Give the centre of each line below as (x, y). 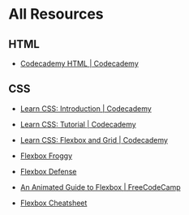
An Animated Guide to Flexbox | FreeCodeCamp (100, 187)
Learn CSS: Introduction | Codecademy (86, 108)
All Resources (56, 14)
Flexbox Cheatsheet (54, 203)
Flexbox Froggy (46, 156)
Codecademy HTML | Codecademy (79, 63)
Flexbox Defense (48, 171)
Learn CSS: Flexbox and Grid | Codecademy (94, 140)
